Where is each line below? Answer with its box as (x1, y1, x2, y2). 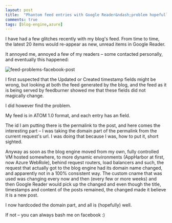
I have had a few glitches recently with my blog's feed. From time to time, (5, 36, 160, 42)
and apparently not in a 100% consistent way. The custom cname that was (5, 170, 162, 176)
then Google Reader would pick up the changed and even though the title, (5, 181, 161, 187)
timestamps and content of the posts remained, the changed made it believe (5, 187, 166, 193)
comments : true (5, 17, 38, 22)
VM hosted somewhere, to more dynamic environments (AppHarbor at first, (5, 154, 165, 160)
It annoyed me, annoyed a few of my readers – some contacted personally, (5, 51, 163, 57)
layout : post (5, 7, 33, 13)
